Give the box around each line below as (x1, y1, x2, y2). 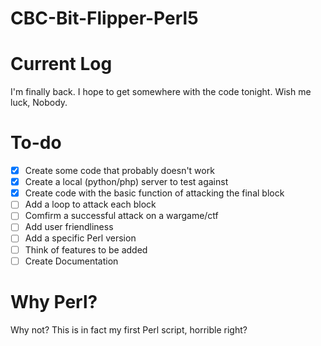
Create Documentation (24, 255, 119, 267)
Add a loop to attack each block (24, 198, 157, 211)
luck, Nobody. (10, 97, 68, 109)
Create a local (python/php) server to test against (24, 176, 229, 188)
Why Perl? (10, 290, 98, 313)
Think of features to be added (24, 243, 148, 256)
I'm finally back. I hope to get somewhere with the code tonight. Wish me (10, 86, 312, 98)
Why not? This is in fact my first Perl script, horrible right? (10, 323, 248, 336)
